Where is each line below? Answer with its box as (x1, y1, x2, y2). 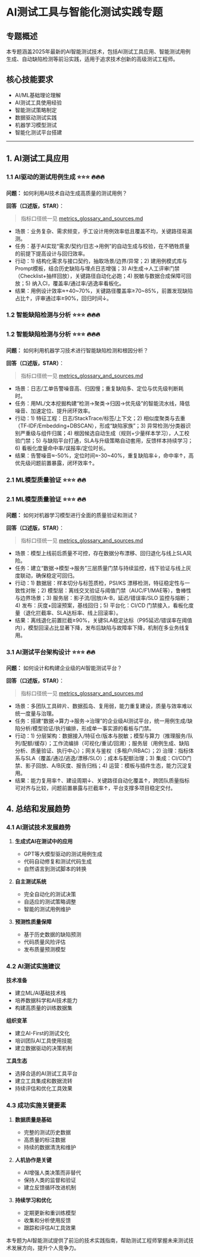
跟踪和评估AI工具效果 (23, 1224, 76, 1231)
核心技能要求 (6, 75, 54, 85)
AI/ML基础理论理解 (14, 91, 61, 98)
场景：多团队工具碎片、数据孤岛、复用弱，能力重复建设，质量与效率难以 (14, 702, 192, 710)
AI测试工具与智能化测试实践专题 (6, 5, 163, 19)
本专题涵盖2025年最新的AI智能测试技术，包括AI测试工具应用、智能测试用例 (6, 48, 191, 55)
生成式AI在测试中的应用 (14, 837, 73, 844)
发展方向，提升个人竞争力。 (11, 1244, 79, 1251)
